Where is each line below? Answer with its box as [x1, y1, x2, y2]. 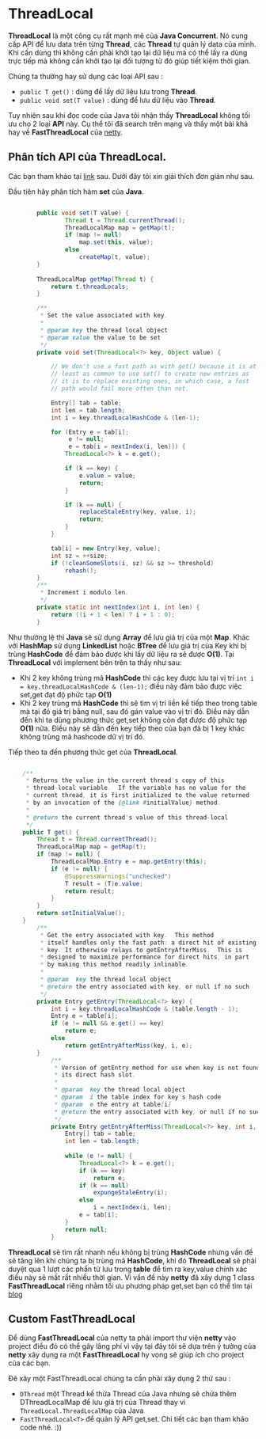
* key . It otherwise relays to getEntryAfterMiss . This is [40, 946, 243, 954]
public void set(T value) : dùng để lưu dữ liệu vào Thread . [19, 95, 216, 104]
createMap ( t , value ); [78, 253, 150, 261]
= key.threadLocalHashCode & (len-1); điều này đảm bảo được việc [19, 682, 243, 691]
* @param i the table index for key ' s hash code [54, 1093, 222, 1101]
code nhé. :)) [19, 1422, 62, 1433]
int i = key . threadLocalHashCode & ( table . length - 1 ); [50, 1004, 239, 1013]
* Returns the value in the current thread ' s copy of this [25, 776, 225, 784]
